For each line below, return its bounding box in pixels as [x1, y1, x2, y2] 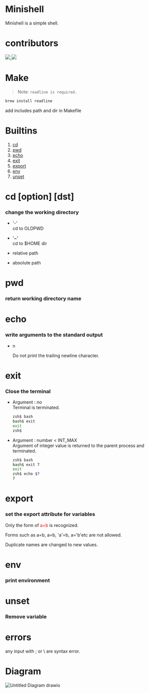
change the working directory [5, 208, 79, 215]
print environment [5, 576, 50, 583]
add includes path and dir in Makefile [5, 107, 81, 113]
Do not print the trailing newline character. [12, 352, 99, 358]
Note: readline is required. [17, 88, 77, 94]
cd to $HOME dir [12, 240, 47, 246]
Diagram [5, 665, 41, 677]
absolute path [12, 260, 41, 266]
